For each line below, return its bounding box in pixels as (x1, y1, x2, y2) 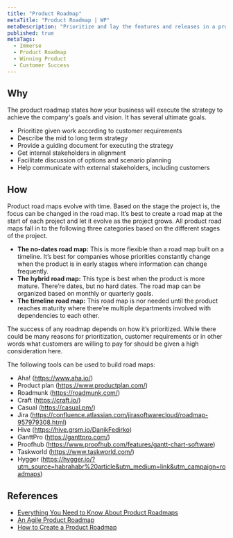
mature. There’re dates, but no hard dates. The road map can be (17, 282, 201, 290)
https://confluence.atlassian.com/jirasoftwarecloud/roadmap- (32, 411, 209, 419)
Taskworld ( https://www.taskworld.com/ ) (17, 448, 135, 456)
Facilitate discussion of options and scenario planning (17, 156, 171, 165)
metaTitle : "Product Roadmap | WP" (7, 17, 110, 24)
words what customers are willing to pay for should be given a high (7, 339, 199, 348)
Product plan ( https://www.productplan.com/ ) (17, 381, 148, 389)
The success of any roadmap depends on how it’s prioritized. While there (7, 325, 216, 333)
